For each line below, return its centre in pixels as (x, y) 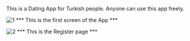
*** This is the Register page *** (57, 31)
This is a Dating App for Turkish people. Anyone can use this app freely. (95, 9)
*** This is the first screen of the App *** (67, 20)
